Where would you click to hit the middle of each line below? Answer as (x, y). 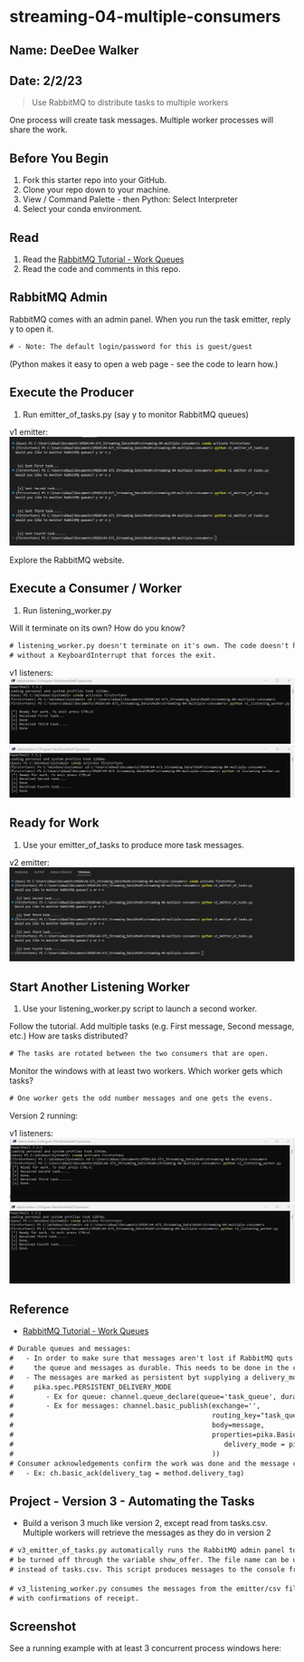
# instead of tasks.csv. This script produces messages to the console (147, 1570)
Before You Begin (59, 158)
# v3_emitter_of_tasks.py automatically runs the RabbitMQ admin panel (147, 1551)
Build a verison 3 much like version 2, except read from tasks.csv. (145, 1523)
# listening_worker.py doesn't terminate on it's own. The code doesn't (149, 645)
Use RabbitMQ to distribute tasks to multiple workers (130, 102)
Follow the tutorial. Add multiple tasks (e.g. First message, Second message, (152, 1027)
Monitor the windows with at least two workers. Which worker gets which (146, 1071)
